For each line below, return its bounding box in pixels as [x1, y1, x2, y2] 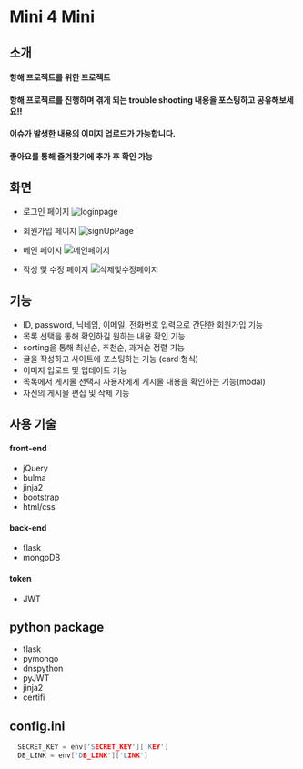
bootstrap [22, 491, 60, 502]
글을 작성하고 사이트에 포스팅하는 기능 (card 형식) [22, 353, 198, 364]
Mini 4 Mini [9, 6, 96, 27]
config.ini [9, 718, 66, 734]
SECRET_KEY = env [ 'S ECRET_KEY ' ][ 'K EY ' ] [17, 743, 169, 752]
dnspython [22, 663, 64, 674]
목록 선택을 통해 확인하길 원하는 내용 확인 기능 [22, 330, 186, 341]
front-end [9, 442, 47, 453]
